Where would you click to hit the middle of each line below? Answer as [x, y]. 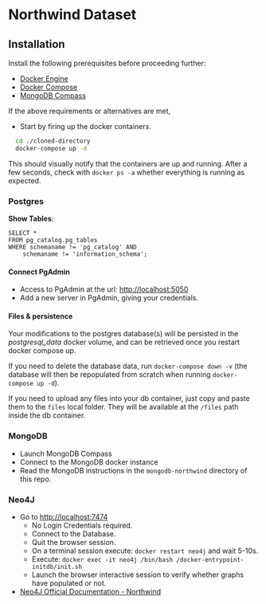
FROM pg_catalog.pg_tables [53, 241]
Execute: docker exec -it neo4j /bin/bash [102, 559]
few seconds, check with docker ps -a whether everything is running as [127, 172]
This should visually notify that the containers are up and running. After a [128, 163]
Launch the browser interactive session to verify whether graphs [138, 575]
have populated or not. [69, 583]
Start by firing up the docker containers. [85, 126]
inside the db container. [47, 415]
